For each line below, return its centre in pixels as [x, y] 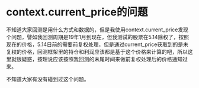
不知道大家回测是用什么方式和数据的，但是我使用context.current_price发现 [97, 30]
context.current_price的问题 [77, 12]
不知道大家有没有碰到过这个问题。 [48, 79]
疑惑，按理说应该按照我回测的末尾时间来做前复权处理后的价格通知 [102, 59]
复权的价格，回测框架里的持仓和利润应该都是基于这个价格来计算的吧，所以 [97, 51]
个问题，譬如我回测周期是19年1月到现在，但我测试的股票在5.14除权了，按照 [98, 37]
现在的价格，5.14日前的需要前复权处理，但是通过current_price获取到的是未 [97, 44]
